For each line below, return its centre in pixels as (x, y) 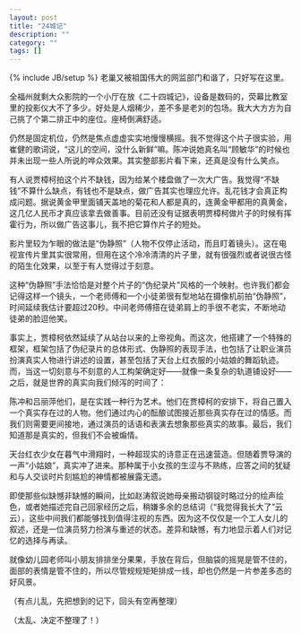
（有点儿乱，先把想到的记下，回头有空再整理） (95, 601)
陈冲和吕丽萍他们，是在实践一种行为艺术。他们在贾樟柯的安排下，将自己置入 (150, 402)
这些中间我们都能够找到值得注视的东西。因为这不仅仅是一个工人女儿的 (158, 518)
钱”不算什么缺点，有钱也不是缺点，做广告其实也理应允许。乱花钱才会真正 (145, 191)
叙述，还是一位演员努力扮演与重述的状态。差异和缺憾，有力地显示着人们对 (146, 529)
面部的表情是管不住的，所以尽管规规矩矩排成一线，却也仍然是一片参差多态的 (150, 571)
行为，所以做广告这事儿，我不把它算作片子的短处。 (111, 224)
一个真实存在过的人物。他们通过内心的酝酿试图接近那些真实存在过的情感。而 (150, 413)
